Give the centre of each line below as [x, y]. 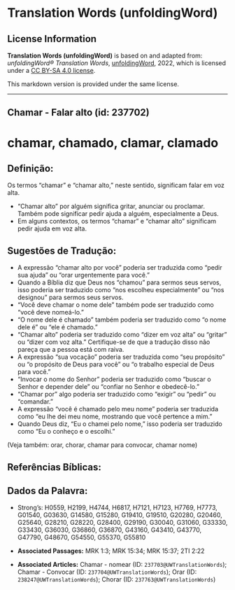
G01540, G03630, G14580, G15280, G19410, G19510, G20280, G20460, [120, 515]
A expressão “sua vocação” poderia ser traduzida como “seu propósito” [121, 357]
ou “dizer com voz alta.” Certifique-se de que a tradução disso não [114, 342]
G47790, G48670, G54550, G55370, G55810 [81, 537]
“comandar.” [35, 402]
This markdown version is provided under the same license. [93, 84]
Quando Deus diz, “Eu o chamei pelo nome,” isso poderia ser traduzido [120, 424]
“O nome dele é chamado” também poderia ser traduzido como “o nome [122, 320]
